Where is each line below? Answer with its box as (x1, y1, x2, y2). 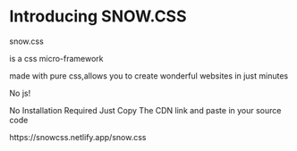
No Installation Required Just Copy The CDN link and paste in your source (9, 105, 282, 115)
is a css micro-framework (9, 53, 105, 63)
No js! (9, 88, 31, 98)
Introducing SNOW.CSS (9, 6, 187, 27)
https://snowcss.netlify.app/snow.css (9, 131, 147, 142)
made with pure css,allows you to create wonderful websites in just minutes (9, 70, 289, 81)
